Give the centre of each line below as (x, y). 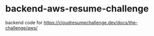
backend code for (24, 22)
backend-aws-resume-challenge (77, 9)
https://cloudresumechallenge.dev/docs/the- (91, 22)
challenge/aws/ (21, 27)
